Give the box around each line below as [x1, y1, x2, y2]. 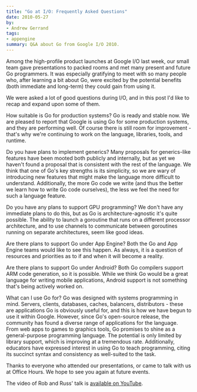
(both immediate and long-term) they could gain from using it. [6, 83, 156, 90]
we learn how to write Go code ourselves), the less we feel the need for [6, 186, 179, 193]
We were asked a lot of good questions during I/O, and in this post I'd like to [6, 94, 190, 101]
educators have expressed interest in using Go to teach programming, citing [6, 344, 191, 351]
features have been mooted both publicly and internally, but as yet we [6, 154, 175, 162]
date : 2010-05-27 [6, 14, 49, 20]
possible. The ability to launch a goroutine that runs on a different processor [6, 216, 191, 223]
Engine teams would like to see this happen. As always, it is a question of [6, 246, 183, 253]
